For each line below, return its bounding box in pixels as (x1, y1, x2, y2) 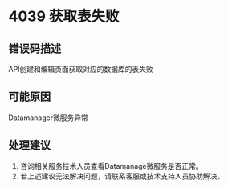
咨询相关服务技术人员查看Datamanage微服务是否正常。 (19, 161, 203, 170)
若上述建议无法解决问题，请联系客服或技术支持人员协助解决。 (19, 171, 225, 181)
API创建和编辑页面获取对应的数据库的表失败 (8, 65, 154, 74)
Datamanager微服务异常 (8, 113, 88, 122)
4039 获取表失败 (8, 7, 120, 26)
